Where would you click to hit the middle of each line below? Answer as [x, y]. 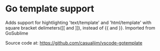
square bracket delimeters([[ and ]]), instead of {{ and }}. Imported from [80, 27]
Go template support [50, 9]
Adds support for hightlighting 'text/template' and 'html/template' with [78, 22]
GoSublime [17, 33]
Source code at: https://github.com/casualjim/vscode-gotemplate [74, 42]
